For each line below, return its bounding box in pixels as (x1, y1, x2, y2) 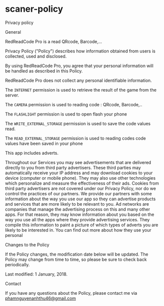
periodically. (5, 261, 30, 267)
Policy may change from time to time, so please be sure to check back (5, 256, 147, 262)
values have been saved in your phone (5, 141, 83, 146)
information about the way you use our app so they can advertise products (5, 196, 156, 202)
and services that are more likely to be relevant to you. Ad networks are (5, 201, 149, 207)
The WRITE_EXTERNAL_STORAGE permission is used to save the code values (5, 120, 151, 126)
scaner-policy (5, 3, 64, 15)
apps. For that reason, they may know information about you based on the (5, 212, 155, 217)
